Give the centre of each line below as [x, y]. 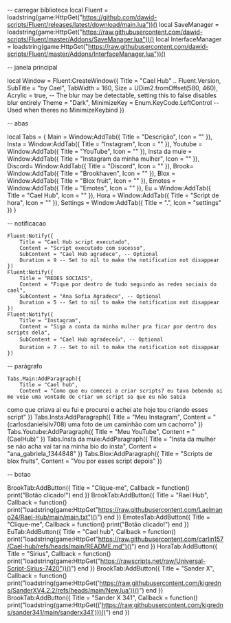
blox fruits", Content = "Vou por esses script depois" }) [85, 461]
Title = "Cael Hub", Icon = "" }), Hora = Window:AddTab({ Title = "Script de [113, 195]
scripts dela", [29, 333]
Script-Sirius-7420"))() [39, 568]
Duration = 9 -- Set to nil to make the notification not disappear [120, 260]
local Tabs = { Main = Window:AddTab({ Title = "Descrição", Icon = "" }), [110, 137]
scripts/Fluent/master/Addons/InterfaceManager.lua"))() [87, 54]
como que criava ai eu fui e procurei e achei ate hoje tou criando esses [108, 409]
